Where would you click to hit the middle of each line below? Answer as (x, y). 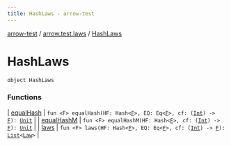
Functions (24, 97)
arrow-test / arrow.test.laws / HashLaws (65, 33)
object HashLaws (31, 80)
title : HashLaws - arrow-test (51, 14)
